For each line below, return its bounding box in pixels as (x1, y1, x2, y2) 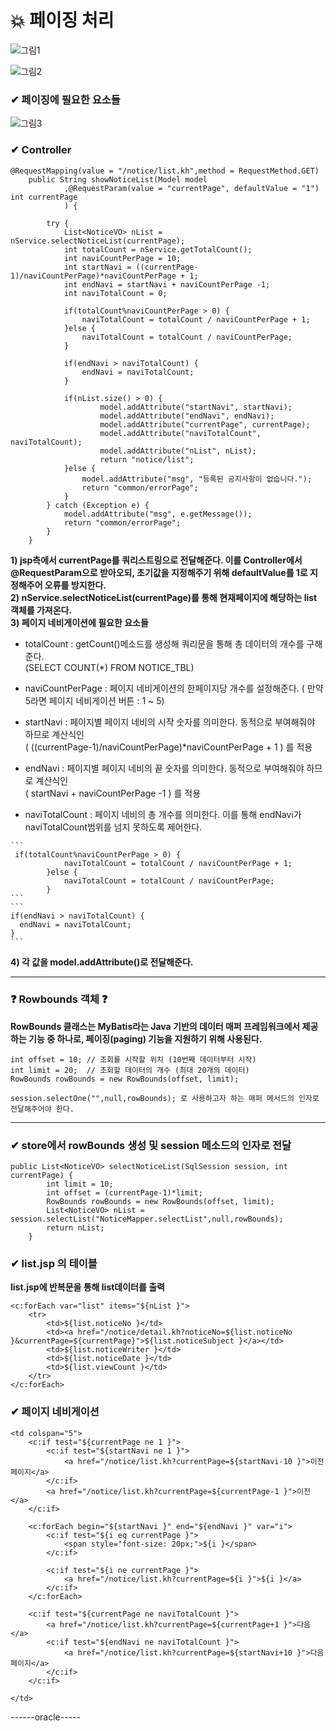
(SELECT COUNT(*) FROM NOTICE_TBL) (24, 661, 195, 673)
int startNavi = (63, 262, 132, 272)
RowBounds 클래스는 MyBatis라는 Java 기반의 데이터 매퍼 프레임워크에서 (10, 1020, 301, 1032)
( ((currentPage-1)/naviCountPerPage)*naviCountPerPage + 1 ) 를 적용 (24, 741, 313, 753)
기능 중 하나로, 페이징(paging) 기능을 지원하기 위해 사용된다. (28, 1032, 263, 1045)
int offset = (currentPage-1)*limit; (46, 1188, 203, 1198)
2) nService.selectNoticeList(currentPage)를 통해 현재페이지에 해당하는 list (10, 591, 318, 603)
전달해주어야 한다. (10, 1104, 75, 1114)
